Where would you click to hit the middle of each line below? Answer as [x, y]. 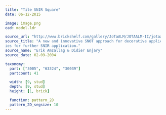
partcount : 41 [24, 73]
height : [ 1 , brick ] [30, 91]
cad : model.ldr [21, 28]
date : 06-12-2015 [23, 14]
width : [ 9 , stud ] [27, 82]
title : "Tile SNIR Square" [33, 10]
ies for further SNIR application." [43, 46]
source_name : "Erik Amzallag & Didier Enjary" [54, 50]
